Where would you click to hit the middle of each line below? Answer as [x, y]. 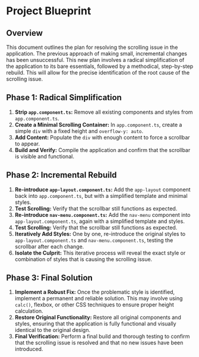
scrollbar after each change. [49, 246]
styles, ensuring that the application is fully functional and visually [95, 324]
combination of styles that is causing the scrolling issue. [83, 259]
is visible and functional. [44, 156]
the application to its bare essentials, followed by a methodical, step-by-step [100, 66]
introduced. [29, 349]
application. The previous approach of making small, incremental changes [97, 54]
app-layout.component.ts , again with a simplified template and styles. [100, 221]
